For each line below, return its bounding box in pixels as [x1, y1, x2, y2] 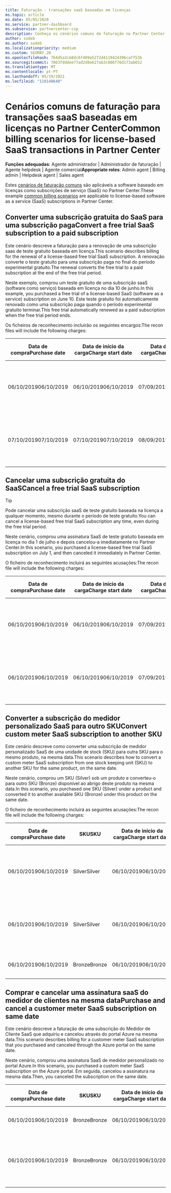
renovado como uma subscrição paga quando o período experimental [5, 301, 152, 307]
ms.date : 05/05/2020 [5, 17, 49, 22]
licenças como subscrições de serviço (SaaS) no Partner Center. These [5, 187, 154, 193]
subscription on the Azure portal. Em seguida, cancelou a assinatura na [5, 1068, 155, 1074]
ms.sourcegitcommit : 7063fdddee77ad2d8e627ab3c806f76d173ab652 [5, 60, 142, 65]
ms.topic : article [5, 12, 44, 17]
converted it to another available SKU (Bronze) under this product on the [5, 791, 157, 798]
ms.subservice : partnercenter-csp [5, 27, 79, 32]
